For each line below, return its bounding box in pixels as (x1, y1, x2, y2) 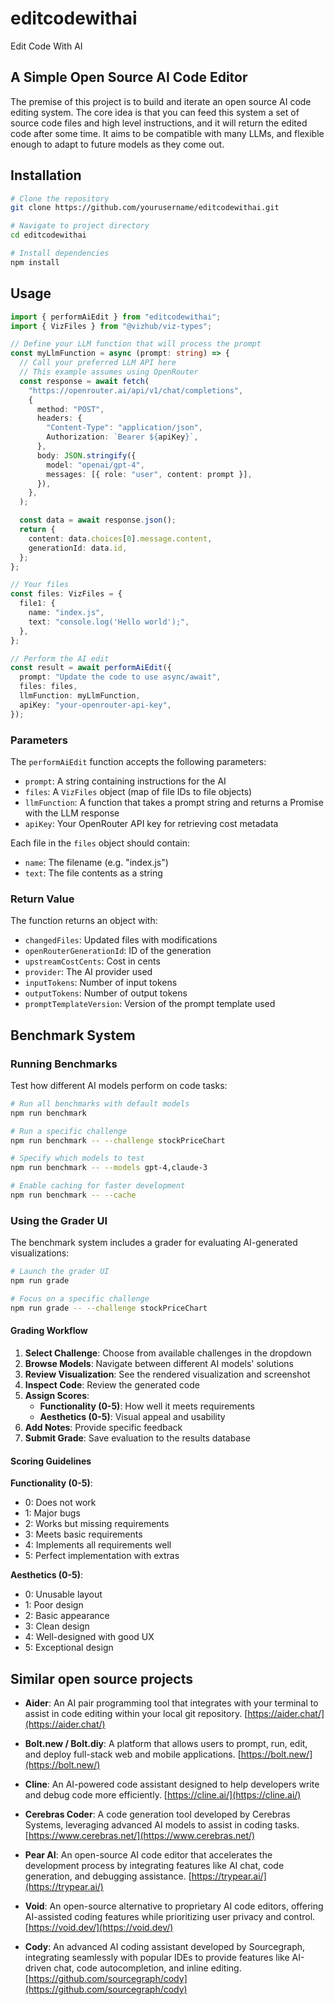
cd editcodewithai (10, 230, 87, 241)
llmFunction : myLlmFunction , (19, 691, 141, 701)
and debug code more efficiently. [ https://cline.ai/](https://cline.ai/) (24, 1788, 302, 1801)
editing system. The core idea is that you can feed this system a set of (10, 106, 300, 118)
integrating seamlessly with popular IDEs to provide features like (24, 1951, 290, 1963)
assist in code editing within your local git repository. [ (24, 1707, 248, 1719)
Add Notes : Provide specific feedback (24, 1421, 183, 1433)
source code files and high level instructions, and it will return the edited (10, 117, 308, 129)
